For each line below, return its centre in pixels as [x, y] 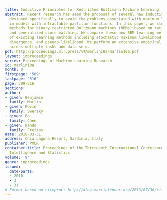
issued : [13, 167]
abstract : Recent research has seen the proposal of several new [74, 14]
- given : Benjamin [24, 97]
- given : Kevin [21, 107]
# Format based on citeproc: [35, 190]
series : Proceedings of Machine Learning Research [59, 61]
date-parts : [22, 171]
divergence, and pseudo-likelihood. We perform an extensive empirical [85, 42]
